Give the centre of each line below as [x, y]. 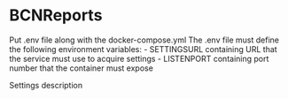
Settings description [46, 85]
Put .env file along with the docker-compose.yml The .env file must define [144, 40]
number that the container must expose [81, 68]
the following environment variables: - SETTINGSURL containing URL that [143, 49]
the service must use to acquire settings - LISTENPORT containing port [139, 58]
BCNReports [56, 15]
